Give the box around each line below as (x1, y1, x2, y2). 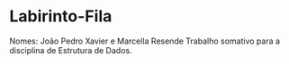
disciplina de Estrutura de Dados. (9, 44, 132, 55)
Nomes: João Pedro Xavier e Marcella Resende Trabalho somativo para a (9, 36, 281, 46)
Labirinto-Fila (9, 6, 113, 27)
